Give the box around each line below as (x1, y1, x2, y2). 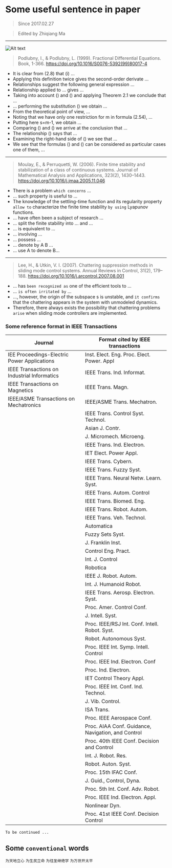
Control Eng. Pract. (85, 548, 131, 555)
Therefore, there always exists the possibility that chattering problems (12, 305, 161, 311)
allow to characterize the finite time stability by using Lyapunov (12, 204, 148, 210)
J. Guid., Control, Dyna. (85, 777, 141, 784)
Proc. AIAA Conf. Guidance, (85, 723, 152, 730)
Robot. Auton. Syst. (85, 761, 132, 768)
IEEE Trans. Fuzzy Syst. (85, 466, 142, 473)
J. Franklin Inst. (85, 539, 122, 546)
